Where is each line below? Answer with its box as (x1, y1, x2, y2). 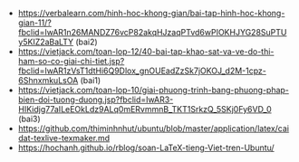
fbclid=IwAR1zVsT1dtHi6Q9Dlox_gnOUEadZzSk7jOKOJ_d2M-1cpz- (17, 65, 267, 76)
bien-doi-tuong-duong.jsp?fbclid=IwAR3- (17, 94, 174, 105)
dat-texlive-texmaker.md (17, 133, 111, 143)
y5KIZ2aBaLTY (17, 36, 74, 47)
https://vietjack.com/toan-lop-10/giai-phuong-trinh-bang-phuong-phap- (17, 85, 290, 95)
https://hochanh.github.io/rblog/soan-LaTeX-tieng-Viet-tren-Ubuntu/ (17, 142, 275, 153)
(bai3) (17, 113, 41, 124)
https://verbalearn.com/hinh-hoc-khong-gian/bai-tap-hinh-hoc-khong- (17, 8, 285, 18)
